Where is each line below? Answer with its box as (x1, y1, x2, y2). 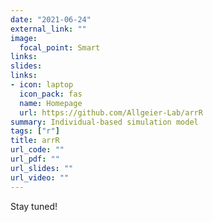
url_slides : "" (10, 163, 74, 173)
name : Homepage (19, 98, 83, 108)
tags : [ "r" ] (10, 126, 60, 136)
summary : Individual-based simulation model (10, 117, 199, 127)
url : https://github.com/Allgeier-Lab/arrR (19, 107, 203, 118)
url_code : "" (10, 145, 65, 155)
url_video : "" (10, 172, 70, 183)
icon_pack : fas (19, 89, 83, 99)
